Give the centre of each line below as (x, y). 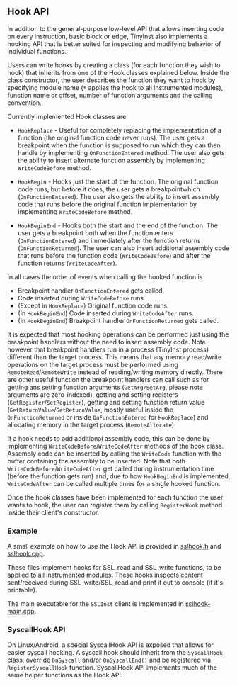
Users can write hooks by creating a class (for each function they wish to (114, 65)
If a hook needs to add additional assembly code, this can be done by (109, 438)
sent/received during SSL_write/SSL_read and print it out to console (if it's (115, 583)
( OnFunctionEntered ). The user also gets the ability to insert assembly (118, 196)
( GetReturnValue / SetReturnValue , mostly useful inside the (91, 410)
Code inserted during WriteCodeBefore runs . (82, 298)
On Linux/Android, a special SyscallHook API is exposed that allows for (111, 645)
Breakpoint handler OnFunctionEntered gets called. (91, 291)
